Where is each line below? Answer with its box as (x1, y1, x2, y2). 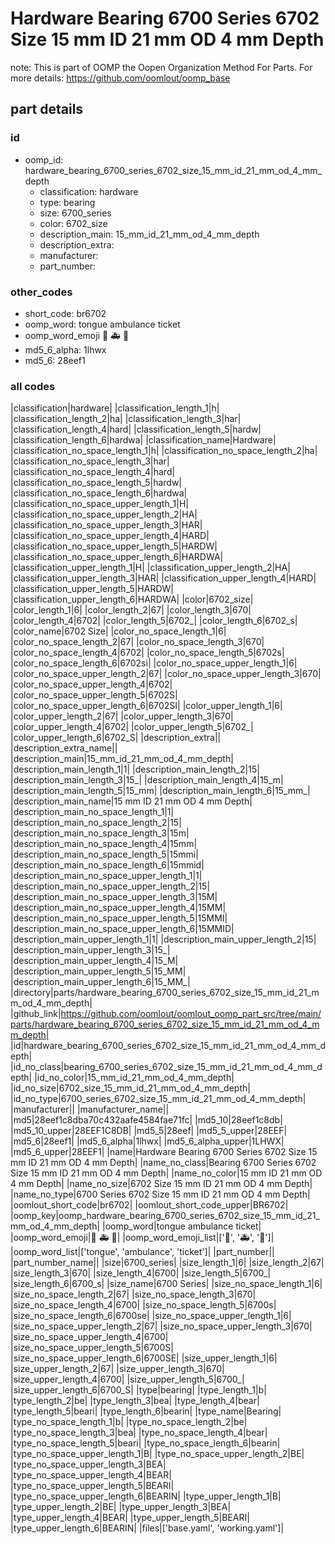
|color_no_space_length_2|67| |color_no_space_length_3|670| (10, 636, 265, 648)
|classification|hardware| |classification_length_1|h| (10, 402, 220, 414)
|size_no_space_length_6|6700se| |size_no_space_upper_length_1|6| (10, 1310, 292, 1322)
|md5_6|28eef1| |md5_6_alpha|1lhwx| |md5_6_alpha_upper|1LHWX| (10, 1135, 285, 1147)
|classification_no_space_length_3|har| (10, 455, 170, 467)
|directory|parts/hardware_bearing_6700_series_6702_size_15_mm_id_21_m (10, 987, 320, 999)
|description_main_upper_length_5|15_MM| (10, 965, 187, 977)
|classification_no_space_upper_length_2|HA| (10, 508, 198, 521)
